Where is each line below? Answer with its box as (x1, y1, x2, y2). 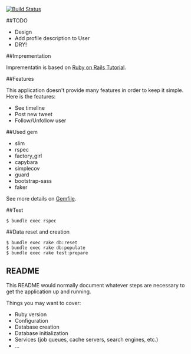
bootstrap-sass (14, 178, 52, 184)
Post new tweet (14, 111, 53, 117)
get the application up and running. (6, 288, 91, 295)
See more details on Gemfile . (6, 195, 77, 202)
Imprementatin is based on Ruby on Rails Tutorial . (6, 64, 127, 71)
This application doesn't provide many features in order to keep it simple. (6, 87, 184, 94)
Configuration (14, 317, 48, 324)
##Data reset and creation (6, 228, 70, 235)
